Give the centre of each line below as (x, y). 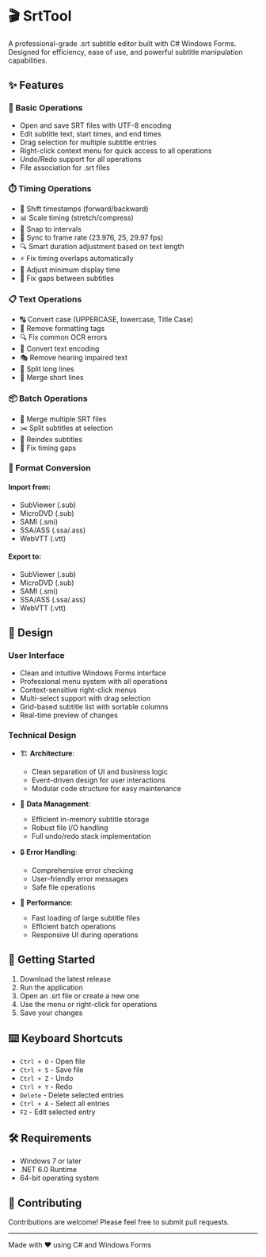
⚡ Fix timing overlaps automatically (76, 258)
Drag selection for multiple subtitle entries (88, 142)
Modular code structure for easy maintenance (106, 788)
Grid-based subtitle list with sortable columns (94, 706)
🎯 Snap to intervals (50, 229)
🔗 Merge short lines (52, 378)
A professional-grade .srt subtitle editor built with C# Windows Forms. (122, 43)
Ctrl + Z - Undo (46, 1078)
